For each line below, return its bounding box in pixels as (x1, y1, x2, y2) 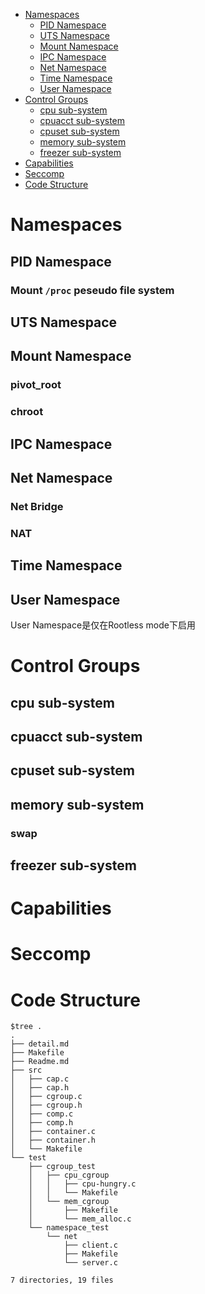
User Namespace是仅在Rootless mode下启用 (10, 619, 196, 631)
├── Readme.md (10, 1057, 70, 1067)
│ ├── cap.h (10, 1083, 70, 1093)
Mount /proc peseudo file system (10, 283, 175, 297)
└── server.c (63, 1258, 118, 1268)
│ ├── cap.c (10, 1074, 70, 1084)
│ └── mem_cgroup (28, 1197, 110, 1207)
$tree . (10, 1022, 43, 1032)
